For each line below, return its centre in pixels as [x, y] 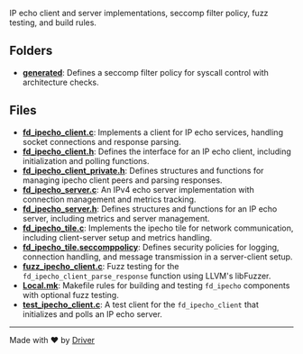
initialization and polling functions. [86, 160]
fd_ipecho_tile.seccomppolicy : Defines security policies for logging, [151, 247]
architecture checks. [60, 82]
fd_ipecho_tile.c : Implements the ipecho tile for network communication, [158, 228]
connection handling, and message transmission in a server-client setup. [157, 257]
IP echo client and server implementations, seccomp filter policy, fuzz [139, 13]
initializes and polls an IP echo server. [92, 313]
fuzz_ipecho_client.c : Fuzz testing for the [101, 266]
